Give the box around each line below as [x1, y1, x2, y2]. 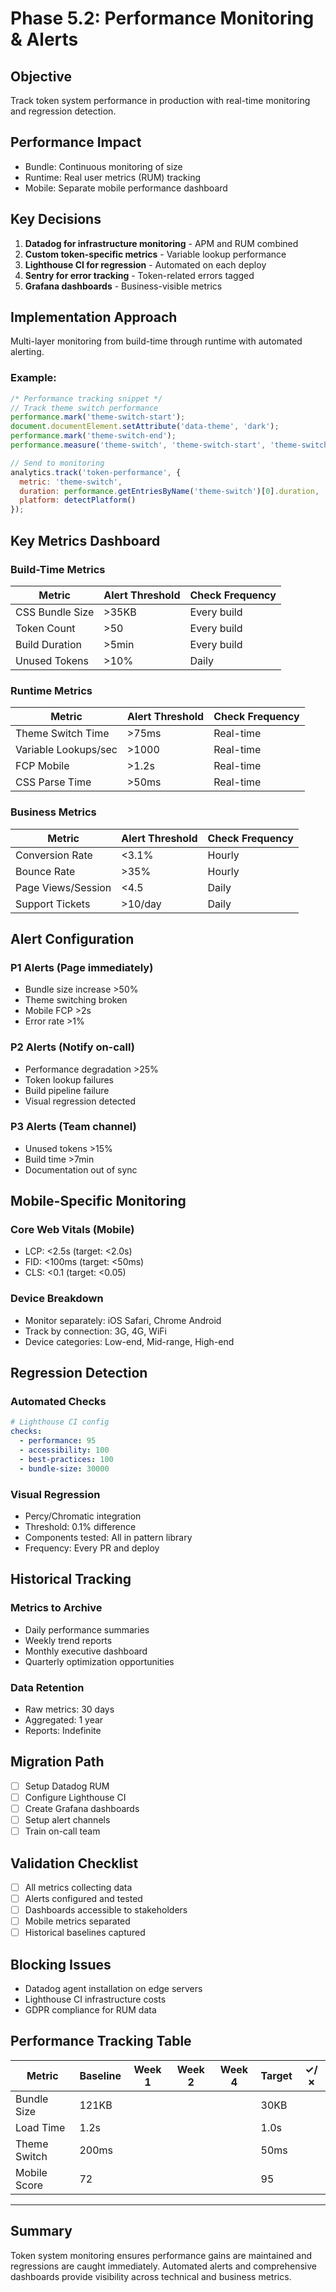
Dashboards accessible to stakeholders [24, 1904, 188, 1916]
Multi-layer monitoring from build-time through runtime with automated [10, 335, 303, 347]
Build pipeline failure [24, 1084, 110, 1096]
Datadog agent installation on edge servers [24, 1983, 203, 1995]
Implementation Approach [10, 309, 178, 326]
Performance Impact [10, 134, 142, 151]
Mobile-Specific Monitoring [10, 1193, 187, 1210]
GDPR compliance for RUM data [24, 2004, 157, 2016]
